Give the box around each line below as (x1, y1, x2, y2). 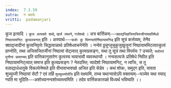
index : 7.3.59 (5, 7, 38, 13)
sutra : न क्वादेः (5, 12, 36, 17)
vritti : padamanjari (5, 17, 51, 22)
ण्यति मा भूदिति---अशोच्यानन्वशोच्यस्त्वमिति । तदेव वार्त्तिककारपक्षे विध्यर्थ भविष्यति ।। (5, 77, 141, 83)
